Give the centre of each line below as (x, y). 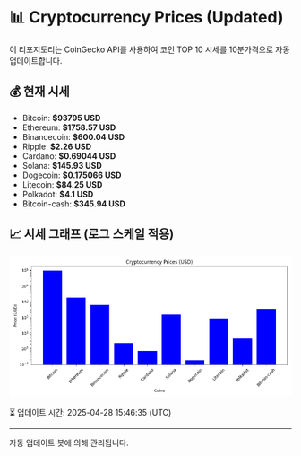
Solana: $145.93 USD (62, 165)
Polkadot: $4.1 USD (58, 194)
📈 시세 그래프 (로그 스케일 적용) (92, 234)
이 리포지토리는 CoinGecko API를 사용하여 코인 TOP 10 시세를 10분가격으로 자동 (150, 49)
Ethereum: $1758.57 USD (69, 127)
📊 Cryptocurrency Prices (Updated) (146, 18)
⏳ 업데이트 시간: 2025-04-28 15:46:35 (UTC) (90, 412)
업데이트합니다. (36, 60)
